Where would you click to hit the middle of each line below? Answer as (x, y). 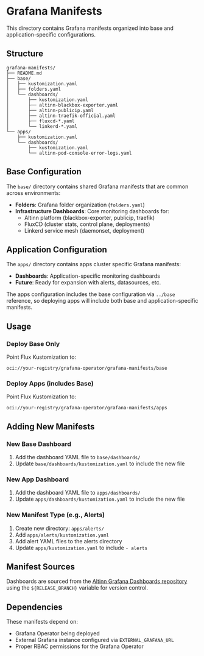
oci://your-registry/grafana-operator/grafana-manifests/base (87, 369)
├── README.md (24, 73)
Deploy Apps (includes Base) (50, 383)
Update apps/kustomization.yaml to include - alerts (81, 548)
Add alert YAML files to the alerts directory (69, 541)
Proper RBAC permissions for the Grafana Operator (79, 646)
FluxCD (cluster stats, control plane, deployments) (87, 224)
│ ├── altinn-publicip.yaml (50, 110)
